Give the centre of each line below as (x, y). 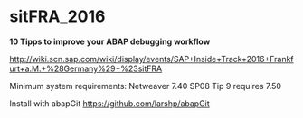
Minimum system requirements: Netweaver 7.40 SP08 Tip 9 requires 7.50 (146, 86)
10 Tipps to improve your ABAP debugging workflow (110, 41)
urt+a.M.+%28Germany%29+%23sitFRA (86, 68)
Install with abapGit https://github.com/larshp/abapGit (109, 103)
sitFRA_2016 (57, 17)
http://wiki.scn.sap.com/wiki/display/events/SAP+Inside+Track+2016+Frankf (151, 59)
